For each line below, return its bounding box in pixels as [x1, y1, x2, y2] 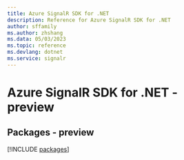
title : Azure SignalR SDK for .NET [7, 10, 110, 17]
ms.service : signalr [7, 55, 67, 62]
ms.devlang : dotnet [7, 49, 63, 56]
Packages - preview [7, 127, 94, 139]
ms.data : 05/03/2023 [7, 36, 67, 43]
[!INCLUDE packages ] [7, 145, 70, 153]
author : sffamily [7, 23, 57, 30]
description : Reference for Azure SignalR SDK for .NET [7, 17, 171, 23]
